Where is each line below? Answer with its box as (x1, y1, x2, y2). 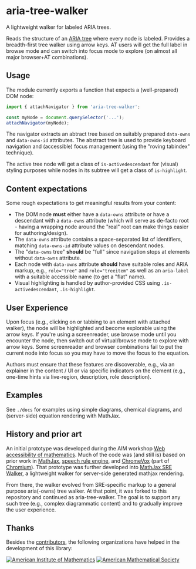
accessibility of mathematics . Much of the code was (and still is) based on (6, 451, 185, 458)
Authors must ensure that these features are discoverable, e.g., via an (6, 361, 175, 368)
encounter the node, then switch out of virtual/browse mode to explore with (6, 337, 189, 344)
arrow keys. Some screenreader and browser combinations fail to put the (6, 344, 183, 350)
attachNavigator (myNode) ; (6, 120, 69, 126)
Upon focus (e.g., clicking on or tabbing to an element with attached (6, 318, 171, 325)
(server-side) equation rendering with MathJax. (6, 412, 121, 419)
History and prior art (6, 429, 82, 439)
